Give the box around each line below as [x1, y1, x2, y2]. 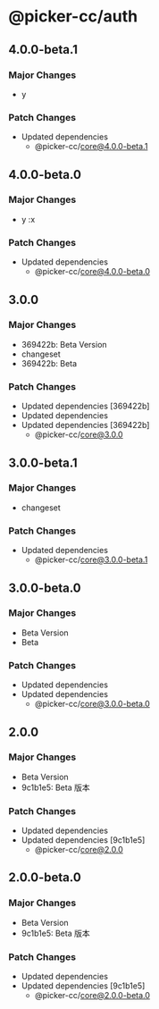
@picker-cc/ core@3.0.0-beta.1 [34, 554, 148, 565]
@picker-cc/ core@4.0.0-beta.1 [34, 141, 148, 152]
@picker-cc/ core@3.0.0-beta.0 [34, 699, 151, 710]
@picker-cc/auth [8, 6, 138, 27]
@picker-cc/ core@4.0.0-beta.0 [34, 266, 151, 277]
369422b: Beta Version [21, 339, 108, 349]
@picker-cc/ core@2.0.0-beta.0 [34, 990, 151, 1001]
